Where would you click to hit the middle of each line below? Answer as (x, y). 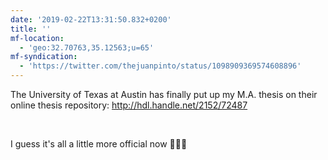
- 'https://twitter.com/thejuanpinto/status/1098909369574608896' (160, 66)
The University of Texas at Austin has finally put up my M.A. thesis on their (164, 94)
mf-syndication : (44, 57)
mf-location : (37, 38)
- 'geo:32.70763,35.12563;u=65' (87, 47)
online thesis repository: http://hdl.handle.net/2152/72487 (129, 105)
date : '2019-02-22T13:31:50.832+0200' (91, 19)
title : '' (31, 29)
